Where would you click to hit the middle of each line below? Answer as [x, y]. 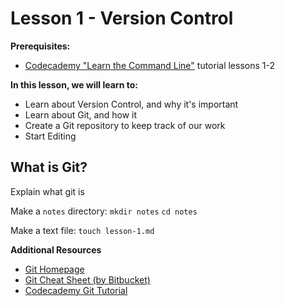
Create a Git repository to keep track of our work [125, 125]
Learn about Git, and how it [81, 114]
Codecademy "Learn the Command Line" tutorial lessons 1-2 [150, 65]
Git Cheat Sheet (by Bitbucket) [87, 279]
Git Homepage [54, 269]
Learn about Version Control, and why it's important [131, 104]
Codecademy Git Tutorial [76, 290]
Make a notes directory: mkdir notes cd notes [104, 211]
